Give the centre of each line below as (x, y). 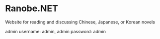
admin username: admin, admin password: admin (55, 31)
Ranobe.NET (32, 9)
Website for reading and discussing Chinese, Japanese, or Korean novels (80, 22)
